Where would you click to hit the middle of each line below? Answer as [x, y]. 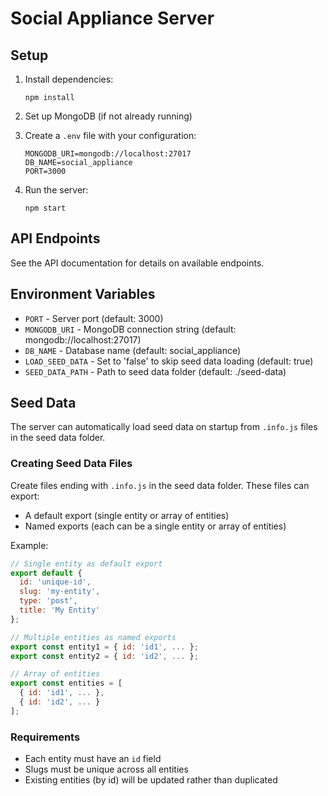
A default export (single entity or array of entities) [127, 515]
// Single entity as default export [86, 563]
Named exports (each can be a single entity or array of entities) [155, 526]
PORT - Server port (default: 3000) [94, 318]
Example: [29, 545]
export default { [46, 573]
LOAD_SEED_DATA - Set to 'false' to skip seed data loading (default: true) [169, 361]
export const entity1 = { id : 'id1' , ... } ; [104, 647]
